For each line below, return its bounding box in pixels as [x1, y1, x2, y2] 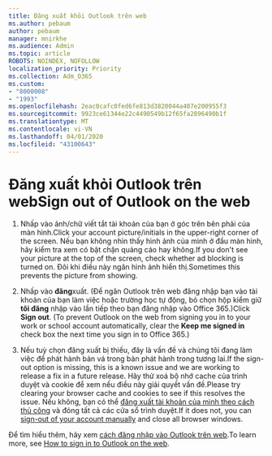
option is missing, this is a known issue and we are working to [32, 363, 240, 372]
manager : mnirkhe [8, 34, 67, 43]
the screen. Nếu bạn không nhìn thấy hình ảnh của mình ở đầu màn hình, [19, 236, 264, 246]
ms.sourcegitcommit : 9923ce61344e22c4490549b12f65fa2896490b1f [8, 110, 227, 118]
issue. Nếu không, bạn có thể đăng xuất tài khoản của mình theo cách [19, 397, 255, 407]
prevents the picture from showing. [19, 271, 138, 281]
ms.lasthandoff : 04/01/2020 [8, 132, 104, 140]
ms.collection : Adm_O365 [8, 72, 93, 80]
